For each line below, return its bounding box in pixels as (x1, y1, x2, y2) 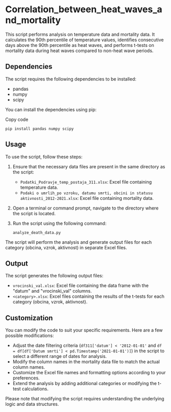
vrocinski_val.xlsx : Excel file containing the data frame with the (12, 282, 149, 289)
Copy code (5, 116, 28, 122)
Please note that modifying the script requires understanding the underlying (5, 396, 164, 402)
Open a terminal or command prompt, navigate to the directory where (12, 205, 159, 211)
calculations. (22, 386, 49, 392)
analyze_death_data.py (12, 230, 61, 235)
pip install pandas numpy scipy (5, 126, 74, 131)
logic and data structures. (5, 401, 60, 407)
